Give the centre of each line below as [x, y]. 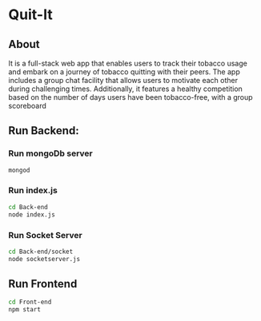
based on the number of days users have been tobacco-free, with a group [131, 97]
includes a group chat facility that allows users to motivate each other [123, 80]
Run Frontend [43, 284]
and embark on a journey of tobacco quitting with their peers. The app [124, 72]
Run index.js [33, 191]
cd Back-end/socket [41, 252]
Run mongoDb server [51, 153]
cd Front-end [30, 302]
